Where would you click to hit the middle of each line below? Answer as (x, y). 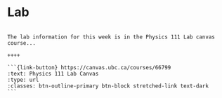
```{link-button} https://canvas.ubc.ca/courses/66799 (89, 67)
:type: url (23, 80)
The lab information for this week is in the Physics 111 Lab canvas (111, 37)
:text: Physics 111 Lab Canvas (53, 73)
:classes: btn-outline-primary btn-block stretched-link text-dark (108, 86)
